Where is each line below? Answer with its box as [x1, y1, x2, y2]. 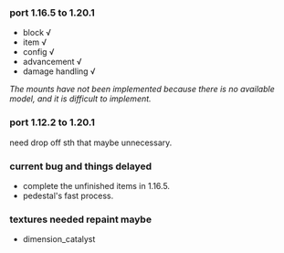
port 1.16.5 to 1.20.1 [9, 6, 95, 19]
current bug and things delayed [9, 160, 153, 173]
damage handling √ [22, 66, 96, 77]
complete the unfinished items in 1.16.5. [22, 180, 171, 191]
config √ [22, 47, 55, 58]
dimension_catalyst [22, 234, 96, 245]
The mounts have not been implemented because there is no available [9, 84, 276, 95]
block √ [22, 27, 52, 38]
